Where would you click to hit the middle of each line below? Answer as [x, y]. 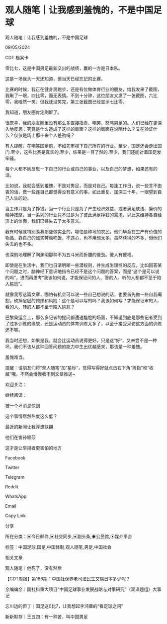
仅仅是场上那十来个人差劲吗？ [44, 135]
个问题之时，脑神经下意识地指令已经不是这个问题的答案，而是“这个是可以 [80, 271]
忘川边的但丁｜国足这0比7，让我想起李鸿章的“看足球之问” [64, 606]
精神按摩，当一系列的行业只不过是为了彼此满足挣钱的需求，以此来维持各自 [81, 215]
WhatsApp [16, 496]
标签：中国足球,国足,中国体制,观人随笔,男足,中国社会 [58, 547]
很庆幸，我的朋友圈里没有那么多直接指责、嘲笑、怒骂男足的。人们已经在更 [81, 123]
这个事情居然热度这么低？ [31, 416]
